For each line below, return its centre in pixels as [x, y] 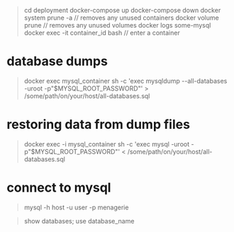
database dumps [57, 61]
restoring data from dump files [99, 125]
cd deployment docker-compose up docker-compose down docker [122, 10]
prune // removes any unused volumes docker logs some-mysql [117, 25]
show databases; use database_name [79, 221]
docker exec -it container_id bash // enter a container [102, 33]
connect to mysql [59, 188]
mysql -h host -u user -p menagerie [76, 207]
